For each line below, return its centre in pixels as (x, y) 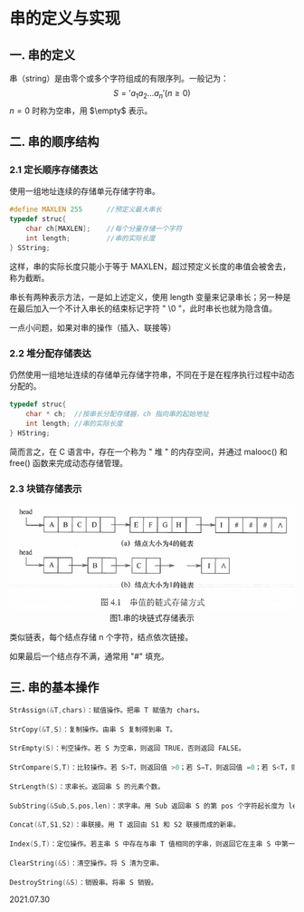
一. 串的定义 (43, 55)
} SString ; (30, 247)
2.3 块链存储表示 (46, 489)
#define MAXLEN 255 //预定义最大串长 (86, 209)
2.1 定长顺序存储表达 (54, 170)
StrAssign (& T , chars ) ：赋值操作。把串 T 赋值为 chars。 (107, 710)
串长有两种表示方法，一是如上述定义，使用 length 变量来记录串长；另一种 (146, 296)
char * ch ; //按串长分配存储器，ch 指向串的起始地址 (118, 414)
